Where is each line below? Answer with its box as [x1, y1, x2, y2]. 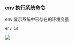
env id [5, 26, 18, 31]
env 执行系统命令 [5, 4, 45, 11]
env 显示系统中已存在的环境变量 [5, 16, 70, 22]
